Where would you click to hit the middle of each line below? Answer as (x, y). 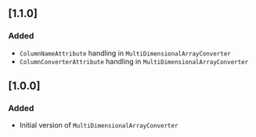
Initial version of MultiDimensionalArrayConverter (99, 125)
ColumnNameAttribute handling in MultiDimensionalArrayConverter (125, 53)
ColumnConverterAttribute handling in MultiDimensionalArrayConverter (134, 61)
